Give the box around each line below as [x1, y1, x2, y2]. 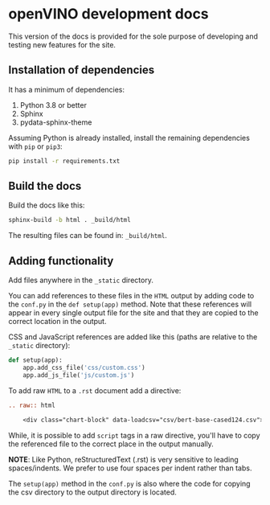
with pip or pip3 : [8, 142, 63, 151]
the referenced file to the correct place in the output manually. [8, 439, 215, 449]
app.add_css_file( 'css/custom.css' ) [22, 363, 146, 372]
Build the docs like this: [8, 200, 85, 210]
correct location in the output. [8, 317, 107, 326]
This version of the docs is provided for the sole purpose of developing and [8, 31, 259, 41]
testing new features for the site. [8, 39, 117, 49]
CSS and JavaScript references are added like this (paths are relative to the [8, 332, 258, 342]
